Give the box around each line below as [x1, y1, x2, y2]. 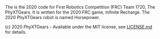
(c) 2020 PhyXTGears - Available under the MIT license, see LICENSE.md [5, 24, 153, 30]
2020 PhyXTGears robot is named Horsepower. [5, 15, 100, 20]
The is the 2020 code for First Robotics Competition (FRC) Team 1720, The [5, 4, 155, 10]
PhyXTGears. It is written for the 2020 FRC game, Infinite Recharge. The [5, 9, 150, 15]
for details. [5, 29, 27, 35]
